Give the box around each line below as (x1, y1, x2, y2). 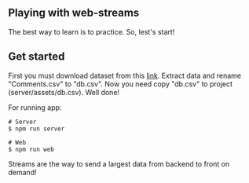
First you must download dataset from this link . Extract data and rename (8, 71, 242, 80)
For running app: (8, 102, 62, 112)
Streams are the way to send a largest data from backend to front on (8, 159, 230, 168)
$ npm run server (8, 125, 65, 133)
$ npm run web (8, 145, 55, 153)
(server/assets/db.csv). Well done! (8, 87, 120, 97)
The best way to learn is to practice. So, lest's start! (8, 27, 175, 36)
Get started (8, 50, 65, 64)
